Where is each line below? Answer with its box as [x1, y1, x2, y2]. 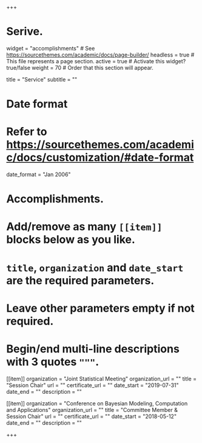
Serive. [6, 25, 44, 38]
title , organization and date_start [6, 261, 184, 274]
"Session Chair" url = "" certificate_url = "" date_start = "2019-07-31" [6, 381, 179, 389]
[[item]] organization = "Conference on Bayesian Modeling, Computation [6, 399, 188, 407]
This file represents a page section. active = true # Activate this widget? [6, 57, 186, 64]
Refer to [6, 125, 47, 139]
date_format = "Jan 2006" [6, 171, 71, 178]
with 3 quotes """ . [6, 355, 99, 368]
